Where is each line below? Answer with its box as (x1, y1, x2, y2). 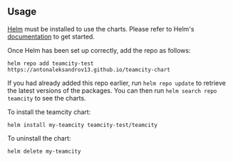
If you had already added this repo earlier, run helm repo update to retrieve (7, 79, 227, 87)
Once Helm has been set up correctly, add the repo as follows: (7, 46, 191, 54)
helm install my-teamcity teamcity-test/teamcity (7, 121, 158, 128)
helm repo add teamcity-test (7, 60, 94, 67)
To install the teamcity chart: (7, 107, 91, 116)
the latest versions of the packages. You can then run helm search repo (7, 86, 217, 95)
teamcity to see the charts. (7, 93, 87, 102)
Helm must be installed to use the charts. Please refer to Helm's (7, 24, 195, 33)
